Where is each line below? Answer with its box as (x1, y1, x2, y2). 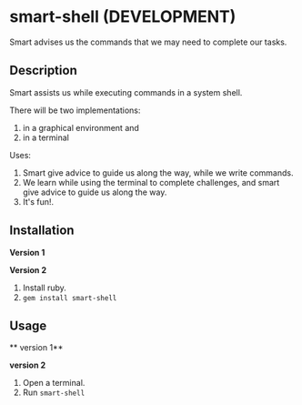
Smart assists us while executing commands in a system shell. (9, 86, 243, 97)
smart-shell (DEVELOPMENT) (9, 6, 237, 27)
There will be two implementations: (9, 105, 141, 116)
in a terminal (22, 132, 70, 143)
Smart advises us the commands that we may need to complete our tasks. (9, 36, 287, 47)
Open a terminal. (22, 378, 86, 389)
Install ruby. (22, 282, 66, 293)
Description (9, 63, 77, 78)
